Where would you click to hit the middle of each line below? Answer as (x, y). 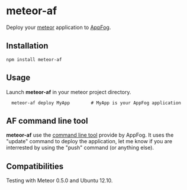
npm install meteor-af (34, 59)
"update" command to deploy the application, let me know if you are (89, 141)
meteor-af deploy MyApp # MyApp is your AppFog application (96, 103)
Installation (27, 46)
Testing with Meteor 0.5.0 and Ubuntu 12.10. (59, 181)
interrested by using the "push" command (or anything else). (80, 148)
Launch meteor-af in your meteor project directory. (69, 92)
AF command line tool (47, 120)
